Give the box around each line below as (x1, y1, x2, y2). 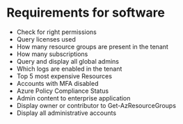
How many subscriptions (16, 50, 88, 58)
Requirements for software (6, 5, 165, 21)
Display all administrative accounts (16, 109, 116, 117)
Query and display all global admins (16, 57, 120, 65)
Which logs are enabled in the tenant (16, 64, 122, 73)
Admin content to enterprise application (16, 94, 131, 102)
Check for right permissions (16, 28, 97, 36)
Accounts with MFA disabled (16, 79, 99, 87)
